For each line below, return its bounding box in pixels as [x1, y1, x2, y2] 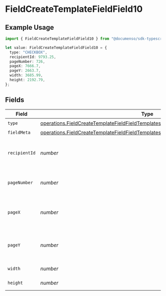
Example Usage [5, 23, 54, 32]
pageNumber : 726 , [9, 59, 45, 64]
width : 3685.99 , [9, 73, 43, 78]
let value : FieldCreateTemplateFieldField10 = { [5, 45, 107, 50]
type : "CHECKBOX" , [9, 49, 48, 55]
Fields [5, 96, 25, 104]
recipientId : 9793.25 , [9, 54, 56, 59]
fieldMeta [7, 130, 31, 135]
